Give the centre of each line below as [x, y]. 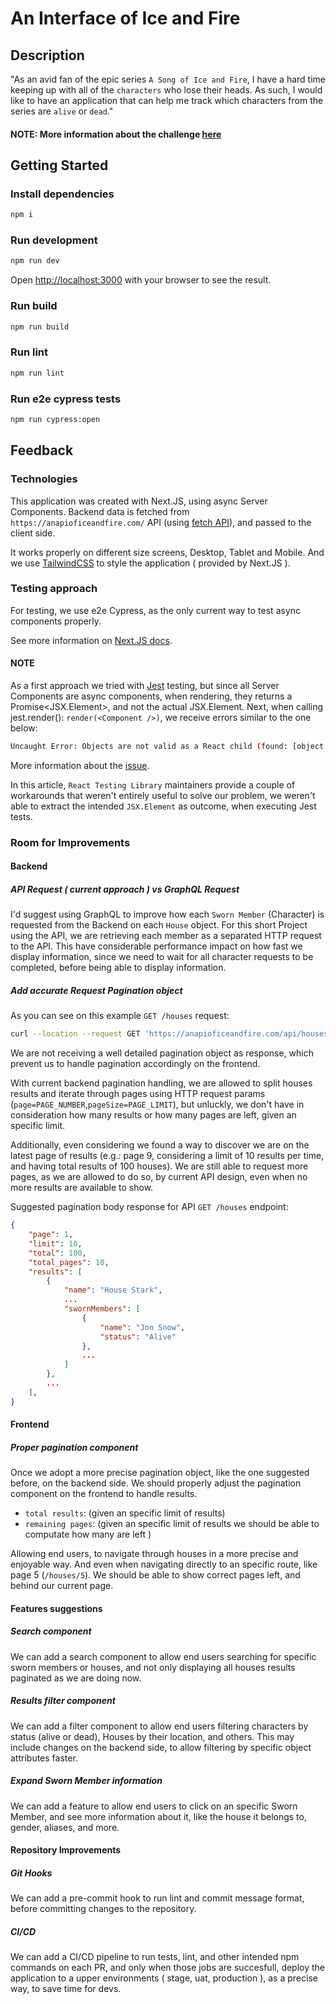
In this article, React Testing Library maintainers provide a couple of [153, 784]
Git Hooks [31, 1873]
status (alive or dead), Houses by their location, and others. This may [152, 1736]
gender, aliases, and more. [65, 1827]
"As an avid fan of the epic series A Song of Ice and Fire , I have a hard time [168, 79]
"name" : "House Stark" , [113, 1290]
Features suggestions [56, 1608]
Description [47, 55]
